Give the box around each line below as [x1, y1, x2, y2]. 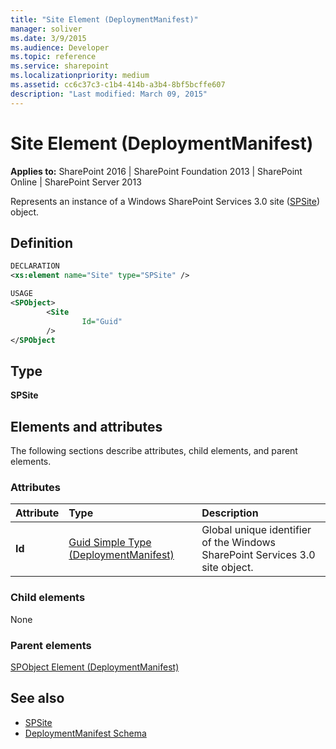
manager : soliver [10, 24, 83, 34]
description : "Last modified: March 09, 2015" [10, 89, 208, 99]
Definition [10, 234, 73, 251]
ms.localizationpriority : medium [10, 71, 150, 81]
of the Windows [201, 536, 277, 550]
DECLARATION [10, 261, 60, 271]
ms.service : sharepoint [10, 61, 110, 71]
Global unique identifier [201, 523, 312, 537]
